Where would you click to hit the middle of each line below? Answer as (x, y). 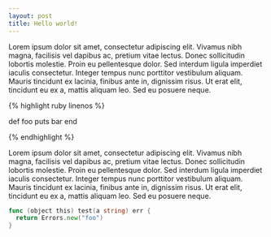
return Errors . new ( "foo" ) (60, 218)
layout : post (31, 16)
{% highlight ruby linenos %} (57, 106)
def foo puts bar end (43, 121)
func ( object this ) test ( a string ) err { (80, 211)
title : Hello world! (44, 24)
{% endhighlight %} (42, 137)
